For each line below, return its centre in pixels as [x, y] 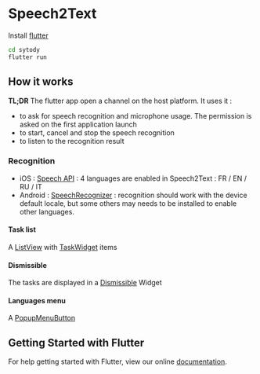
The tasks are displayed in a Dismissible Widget [85, 283]
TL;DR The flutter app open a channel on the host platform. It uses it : [120, 101]
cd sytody [24, 49]
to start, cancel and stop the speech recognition [97, 132]
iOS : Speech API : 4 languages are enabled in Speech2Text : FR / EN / [133, 178]
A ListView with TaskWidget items [63, 247]
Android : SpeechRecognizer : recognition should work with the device [134, 195]
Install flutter [28, 35]
